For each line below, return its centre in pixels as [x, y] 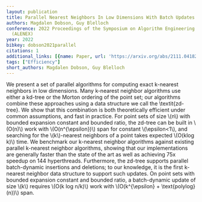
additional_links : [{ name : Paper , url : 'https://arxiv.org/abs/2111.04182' [103, 56]
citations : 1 [23, 51]
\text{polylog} [178, 186]
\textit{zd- [172, 104]
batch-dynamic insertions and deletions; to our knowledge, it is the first [95, 167]
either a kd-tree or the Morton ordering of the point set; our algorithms [93, 97]
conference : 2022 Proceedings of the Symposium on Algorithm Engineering [101, 28]
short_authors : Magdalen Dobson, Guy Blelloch [66, 67]
